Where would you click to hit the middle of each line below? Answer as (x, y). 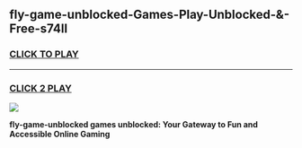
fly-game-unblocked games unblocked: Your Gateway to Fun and (134, 124)
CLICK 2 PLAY (40, 88)
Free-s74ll (39, 29)
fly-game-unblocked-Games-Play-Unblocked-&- (150, 15)
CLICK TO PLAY (44, 55)
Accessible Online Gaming (60, 134)
